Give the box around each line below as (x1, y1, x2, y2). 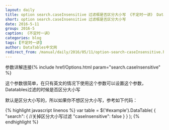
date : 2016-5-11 (5, 21, 39, 27)
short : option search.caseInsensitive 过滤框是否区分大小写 (5, 17, 126, 22)
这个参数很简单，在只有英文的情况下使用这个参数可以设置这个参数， (5, 80, 146, 86)
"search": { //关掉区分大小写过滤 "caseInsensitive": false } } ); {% (5, 113, 140, 119)
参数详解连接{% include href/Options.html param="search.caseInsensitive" (5, 64, 161, 70)
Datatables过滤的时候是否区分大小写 (5, 86, 80, 92)
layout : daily (5, 7, 35, 13)
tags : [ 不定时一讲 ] (5, 40, 42, 45)
